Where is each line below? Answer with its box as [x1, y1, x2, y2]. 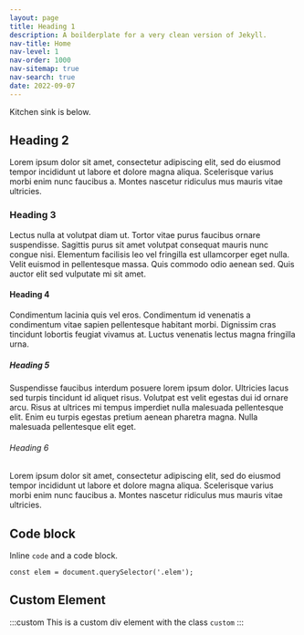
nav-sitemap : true [9, 65, 79, 74]
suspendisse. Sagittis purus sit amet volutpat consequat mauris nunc [9, 239, 269, 250]
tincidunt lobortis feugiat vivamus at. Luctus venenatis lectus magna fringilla [9, 328, 296, 339]
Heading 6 [9, 442, 49, 453]
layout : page [9, 13, 59, 23]
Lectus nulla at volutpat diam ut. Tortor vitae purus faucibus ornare [9, 229, 261, 240]
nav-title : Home [9, 38, 71, 48]
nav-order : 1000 [9, 56, 71, 65]
